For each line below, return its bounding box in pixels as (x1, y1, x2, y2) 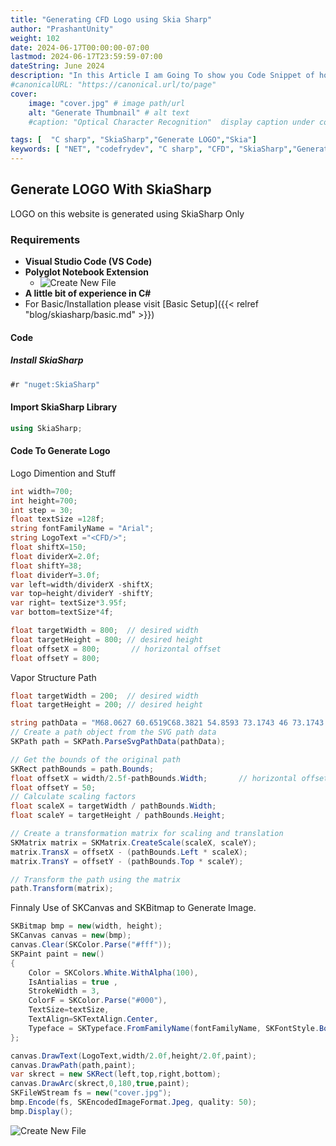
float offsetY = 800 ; (10, 653, 101, 663)
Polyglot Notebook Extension (24, 266, 149, 278)
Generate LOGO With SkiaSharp (10, 181, 212, 198)
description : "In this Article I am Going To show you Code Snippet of (10, 71, 315, 81)
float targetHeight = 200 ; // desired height (10, 700, 203, 710)
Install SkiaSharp (10, 354, 84, 366)
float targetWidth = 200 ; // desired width (10, 691, 199, 701)
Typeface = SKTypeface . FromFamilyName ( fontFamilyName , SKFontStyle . (28, 1023, 320, 1033)
